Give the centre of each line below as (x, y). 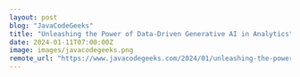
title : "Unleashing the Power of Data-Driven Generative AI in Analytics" (151, 34)
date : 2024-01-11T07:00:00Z (62, 42)
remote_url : (31, 58)
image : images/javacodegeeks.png (71, 50)
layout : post (33, 17)
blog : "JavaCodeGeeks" (51, 26)
